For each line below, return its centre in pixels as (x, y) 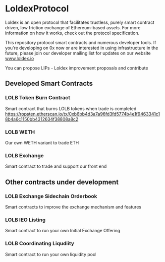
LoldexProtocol (37, 9)
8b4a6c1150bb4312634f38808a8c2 (42, 119)
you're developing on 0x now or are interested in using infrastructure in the (82, 48)
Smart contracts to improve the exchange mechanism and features (73, 207)
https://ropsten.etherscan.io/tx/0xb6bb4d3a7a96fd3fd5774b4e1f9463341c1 (82, 114)
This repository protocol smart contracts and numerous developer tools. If (81, 42)
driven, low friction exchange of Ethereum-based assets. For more (73, 27)
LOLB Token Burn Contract (38, 98)
